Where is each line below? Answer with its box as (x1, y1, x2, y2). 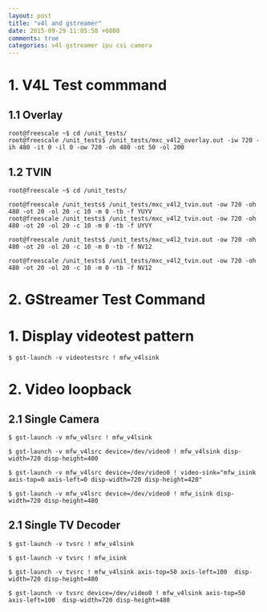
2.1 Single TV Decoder (8, 519, 121, 532)
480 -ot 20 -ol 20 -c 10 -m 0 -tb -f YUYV (8, 207, 152, 215)
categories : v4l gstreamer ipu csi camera (8, 42, 152, 50)
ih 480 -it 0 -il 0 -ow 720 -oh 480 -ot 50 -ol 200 (8, 144, 184, 152)
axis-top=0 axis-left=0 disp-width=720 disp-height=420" (8, 475, 203, 484)
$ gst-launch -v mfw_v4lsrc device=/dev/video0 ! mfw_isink (8, 490, 214, 498)
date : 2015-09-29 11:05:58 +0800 (8, 27, 120, 35)
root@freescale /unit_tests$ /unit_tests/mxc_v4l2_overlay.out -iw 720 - (8, 137, 261, 145)
